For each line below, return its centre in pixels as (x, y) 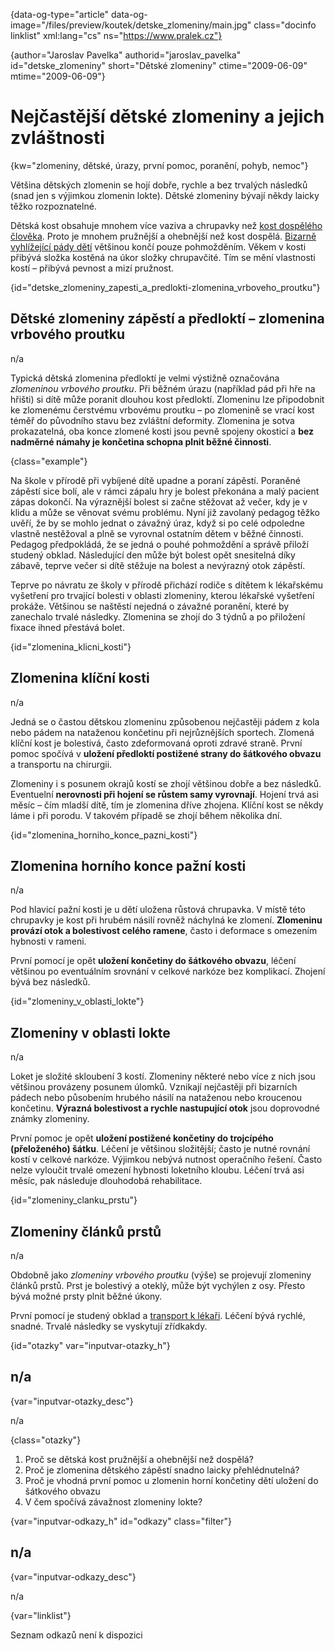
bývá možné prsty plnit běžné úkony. (86, 1296)
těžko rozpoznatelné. (53, 206)
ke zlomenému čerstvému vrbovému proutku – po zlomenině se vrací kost (162, 410)
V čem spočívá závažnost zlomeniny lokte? (113, 1501)
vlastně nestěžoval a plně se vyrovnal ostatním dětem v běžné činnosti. (157, 533)
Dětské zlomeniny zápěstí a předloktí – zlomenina (167, 319)
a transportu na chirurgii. (61, 764)
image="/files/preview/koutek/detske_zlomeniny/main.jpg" (131, 25)
